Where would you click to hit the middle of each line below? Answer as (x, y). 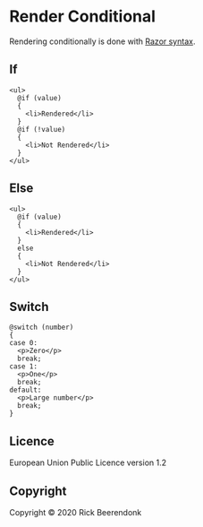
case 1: (24, 367)
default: (25, 390)
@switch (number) (42, 328)
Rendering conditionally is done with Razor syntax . (102, 41)
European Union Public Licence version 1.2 (88, 462)
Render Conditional (83, 17)
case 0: (24, 343)
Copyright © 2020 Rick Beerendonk (76, 512)
